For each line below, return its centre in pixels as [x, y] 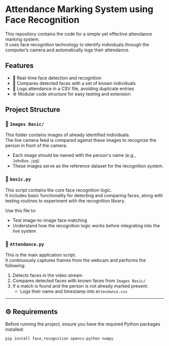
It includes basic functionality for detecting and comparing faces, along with [84, 195]
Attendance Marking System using [79, 9]
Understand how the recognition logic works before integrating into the [86, 225]
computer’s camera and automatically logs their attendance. [67, 50]
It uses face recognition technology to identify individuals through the [77, 44]
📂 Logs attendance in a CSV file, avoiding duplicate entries [73, 89]
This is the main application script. [41, 255]
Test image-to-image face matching [50, 220]
